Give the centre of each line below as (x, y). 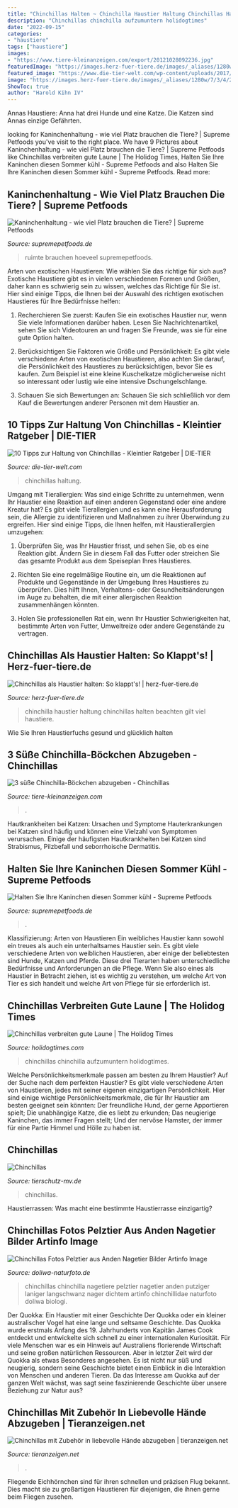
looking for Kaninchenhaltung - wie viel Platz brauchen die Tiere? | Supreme (119, 135)
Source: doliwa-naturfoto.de (49, 1272)
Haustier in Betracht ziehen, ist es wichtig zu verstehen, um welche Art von (117, 976)
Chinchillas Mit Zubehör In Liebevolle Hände (107, 1413)
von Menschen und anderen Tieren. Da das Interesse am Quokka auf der (113, 1375)
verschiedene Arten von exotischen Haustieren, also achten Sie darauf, (121, 359)
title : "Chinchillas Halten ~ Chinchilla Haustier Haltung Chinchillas (115, 14)
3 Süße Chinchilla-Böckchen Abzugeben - (102, 754)
